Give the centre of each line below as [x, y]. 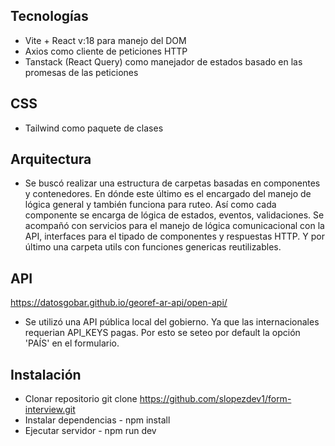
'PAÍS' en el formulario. [72, 343]
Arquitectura [51, 159]
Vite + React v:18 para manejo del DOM [105, 40]
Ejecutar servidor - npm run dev [90, 431]
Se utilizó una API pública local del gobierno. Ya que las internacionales [172, 322]
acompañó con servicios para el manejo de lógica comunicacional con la [174, 226]
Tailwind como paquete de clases [94, 128]
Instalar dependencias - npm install [97, 420]
